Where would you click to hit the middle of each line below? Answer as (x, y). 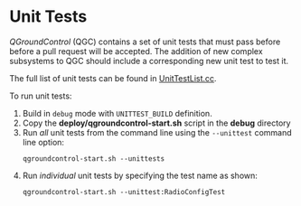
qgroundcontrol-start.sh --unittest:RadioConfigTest (124, 192)
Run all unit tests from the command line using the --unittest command (157, 132)
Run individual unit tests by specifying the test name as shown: (140, 175)
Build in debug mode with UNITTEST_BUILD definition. (117, 113)
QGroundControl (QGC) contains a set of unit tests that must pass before (145, 42)
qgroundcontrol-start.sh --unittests (94, 159)
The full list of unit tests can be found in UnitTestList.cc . (113, 78)
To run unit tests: (41, 96)
